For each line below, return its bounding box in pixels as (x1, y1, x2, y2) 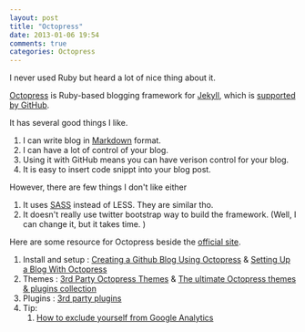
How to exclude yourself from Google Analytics (36, 312, 214, 324)
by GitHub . (9, 99, 50, 110)
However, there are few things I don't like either (9, 182, 188, 192)
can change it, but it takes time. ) (22, 219, 147, 230)
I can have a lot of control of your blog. (22, 145, 168, 156)
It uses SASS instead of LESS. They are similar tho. (22, 200, 214, 211)
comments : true (9, 38, 67, 48)
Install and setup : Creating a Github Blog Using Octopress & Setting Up (22, 254, 291, 265)
